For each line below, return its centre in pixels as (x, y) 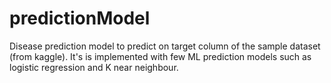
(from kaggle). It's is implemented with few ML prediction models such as (160, 56)
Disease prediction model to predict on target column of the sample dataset (165, 46)
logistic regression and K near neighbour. (94, 67)
